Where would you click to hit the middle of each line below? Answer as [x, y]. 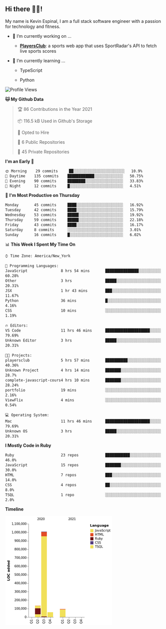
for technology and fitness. [33, 26]
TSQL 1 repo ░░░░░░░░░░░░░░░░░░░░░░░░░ [83, 495]
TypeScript [31, 70]
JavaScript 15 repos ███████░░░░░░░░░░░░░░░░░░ [83, 465]
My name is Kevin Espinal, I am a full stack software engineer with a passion [83, 21]
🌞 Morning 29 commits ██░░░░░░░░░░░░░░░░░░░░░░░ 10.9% [74, 171]
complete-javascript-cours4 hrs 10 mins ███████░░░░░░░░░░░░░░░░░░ [83, 380]
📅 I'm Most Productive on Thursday [42, 195]
